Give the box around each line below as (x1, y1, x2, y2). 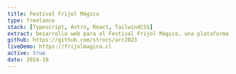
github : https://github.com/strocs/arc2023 (7, 37, 138, 44)
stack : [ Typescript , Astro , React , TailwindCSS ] (7, 23, 153, 30)
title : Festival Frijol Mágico (7, 10, 100, 18)
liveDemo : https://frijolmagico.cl (7, 43, 112, 50)
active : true (7, 50, 46, 57)
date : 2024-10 (7, 56, 49, 63)
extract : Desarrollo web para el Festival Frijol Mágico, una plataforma (7, 30, 230, 37)
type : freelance (7, 17, 55, 24)
